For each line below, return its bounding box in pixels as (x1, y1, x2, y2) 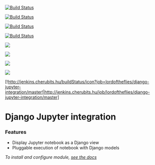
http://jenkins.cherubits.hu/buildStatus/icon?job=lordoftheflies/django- (8, 79, 150, 85)
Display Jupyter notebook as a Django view (12, 140, 99, 146)
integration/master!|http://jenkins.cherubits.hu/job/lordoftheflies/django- (5, 89, 150, 95)
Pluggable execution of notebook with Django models (12, 145, 120, 151)
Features (5, 129, 27, 136)
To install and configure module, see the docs (5, 154, 97, 160)
